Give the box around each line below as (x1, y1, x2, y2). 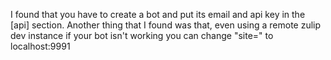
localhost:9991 (10, 40, 71, 52)
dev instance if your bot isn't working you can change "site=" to (10, 30, 274, 41)
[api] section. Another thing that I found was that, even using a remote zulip (10, 19, 322, 31)
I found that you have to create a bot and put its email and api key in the (10, 9, 306, 20)
